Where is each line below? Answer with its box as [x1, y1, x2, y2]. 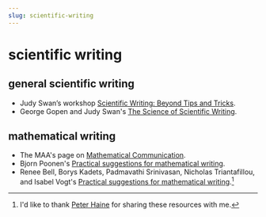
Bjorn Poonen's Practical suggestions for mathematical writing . [19, 159, 226, 169]
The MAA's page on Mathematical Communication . [19, 150, 186, 160]
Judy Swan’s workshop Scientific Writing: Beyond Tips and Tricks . [19, 98, 236, 108]
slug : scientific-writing [8, 11, 93, 20]
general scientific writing [8, 77, 135, 91]
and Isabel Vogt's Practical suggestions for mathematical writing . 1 [19, 176, 235, 187]
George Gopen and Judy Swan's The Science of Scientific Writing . [19, 106, 237, 116]
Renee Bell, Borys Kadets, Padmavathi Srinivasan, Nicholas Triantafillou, [19, 167, 256, 177]
